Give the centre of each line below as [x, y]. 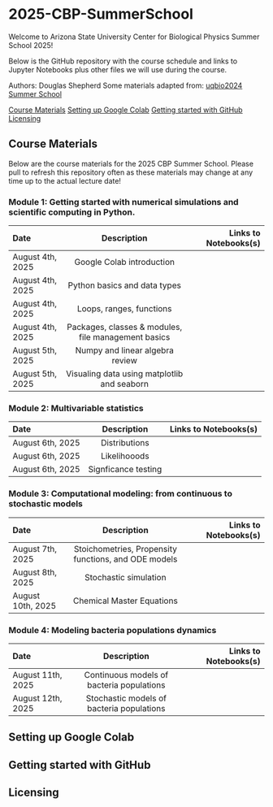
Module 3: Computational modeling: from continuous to [121, 494]
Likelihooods [125, 456]
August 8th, [35, 572]
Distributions [125, 443]
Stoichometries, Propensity [125, 549]
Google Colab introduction [124, 262]
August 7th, [35, 549]
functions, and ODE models [125, 559]
